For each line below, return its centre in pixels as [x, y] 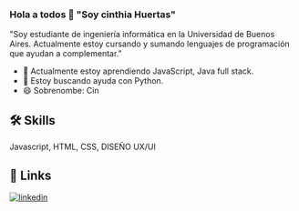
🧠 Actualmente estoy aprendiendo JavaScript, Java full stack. [138, 71]
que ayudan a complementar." [66, 54]
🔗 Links [31, 175]
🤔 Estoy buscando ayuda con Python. [93, 81]
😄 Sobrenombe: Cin [61, 91]
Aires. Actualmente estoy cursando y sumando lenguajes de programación [149, 44]
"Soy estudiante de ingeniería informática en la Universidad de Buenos [142, 35]
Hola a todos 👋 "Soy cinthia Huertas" [93, 15]
